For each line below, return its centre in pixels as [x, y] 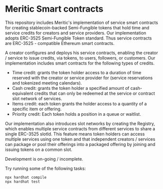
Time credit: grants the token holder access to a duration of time [77, 72]
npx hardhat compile [26, 177]
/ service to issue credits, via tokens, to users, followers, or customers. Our [80, 58]
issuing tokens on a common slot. [39, 149]
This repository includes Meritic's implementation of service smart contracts [81, 22]
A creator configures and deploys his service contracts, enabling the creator [81, 53]
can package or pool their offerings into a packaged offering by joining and [80, 144]
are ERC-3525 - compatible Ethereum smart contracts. [60, 43]
